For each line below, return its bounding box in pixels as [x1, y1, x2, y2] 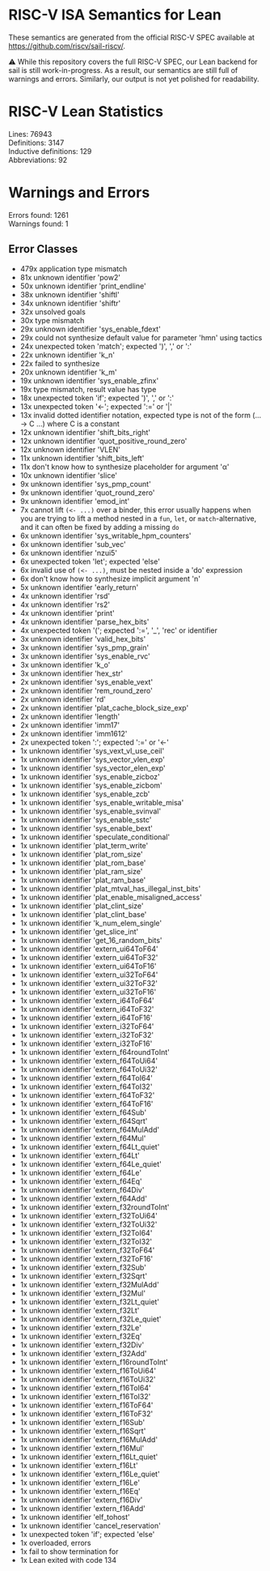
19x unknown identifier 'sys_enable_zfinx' [19, 375, 159, 386]
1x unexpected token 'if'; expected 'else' [19, 1529, 155, 1539]
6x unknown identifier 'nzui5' [19, 548, 118, 557]
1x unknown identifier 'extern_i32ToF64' [19, 1021, 154, 1031]
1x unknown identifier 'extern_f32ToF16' [19, 1253, 154, 1263]
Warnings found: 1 [8, 219, 69, 228]
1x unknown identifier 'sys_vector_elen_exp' [19, 763, 166, 773]
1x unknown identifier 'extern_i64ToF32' [19, 1004, 154, 1014]
